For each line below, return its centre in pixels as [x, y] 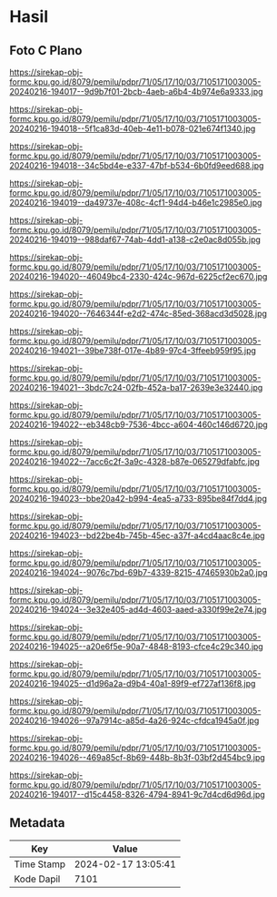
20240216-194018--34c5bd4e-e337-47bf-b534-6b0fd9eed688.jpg [137, 165]
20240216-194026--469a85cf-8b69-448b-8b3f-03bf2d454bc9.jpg [137, 757]
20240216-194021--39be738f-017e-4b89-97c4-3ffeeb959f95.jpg [133, 351]
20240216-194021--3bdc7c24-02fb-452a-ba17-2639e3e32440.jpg [136, 387]
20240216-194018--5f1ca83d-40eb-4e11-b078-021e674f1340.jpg [133, 128]
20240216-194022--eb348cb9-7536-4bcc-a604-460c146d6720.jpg [138, 424]
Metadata [37, 823]
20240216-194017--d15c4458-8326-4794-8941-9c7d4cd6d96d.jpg [137, 795]
